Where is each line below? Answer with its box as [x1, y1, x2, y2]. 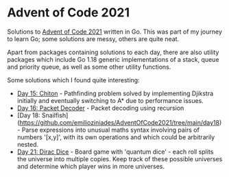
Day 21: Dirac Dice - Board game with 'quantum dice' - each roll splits [16, 147, 214, 156]
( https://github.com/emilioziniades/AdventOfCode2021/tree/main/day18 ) [16, 118, 222, 126]
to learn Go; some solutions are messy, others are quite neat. [7, 34, 180, 43]
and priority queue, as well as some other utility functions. [7, 62, 171, 71]
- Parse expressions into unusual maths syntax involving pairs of [16, 126, 200, 134]
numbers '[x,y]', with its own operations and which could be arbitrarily [16, 132, 215, 141]
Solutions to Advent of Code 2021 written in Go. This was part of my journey [7, 27, 223, 36]
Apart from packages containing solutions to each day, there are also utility [7, 48, 219, 56]
